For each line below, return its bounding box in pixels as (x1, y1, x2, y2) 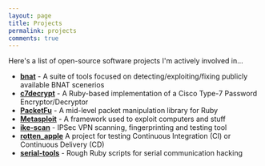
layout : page (8, 11, 52, 20)
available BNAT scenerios (19, 80, 105, 90)
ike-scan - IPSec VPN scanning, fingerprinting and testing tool (19, 123, 227, 132)
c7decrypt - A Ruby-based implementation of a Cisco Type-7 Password (19, 89, 258, 99)
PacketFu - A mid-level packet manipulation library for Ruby (19, 106, 219, 115)
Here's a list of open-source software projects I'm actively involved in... (8, 56, 244, 66)
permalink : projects (8, 26, 78, 34)
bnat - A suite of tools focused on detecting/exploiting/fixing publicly (19, 71, 248, 81)
